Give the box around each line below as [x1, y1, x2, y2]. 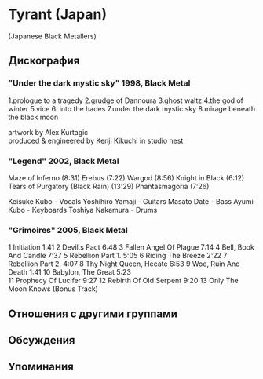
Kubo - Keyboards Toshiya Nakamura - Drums [8, 205, 158, 214]
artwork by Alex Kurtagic [8, 127, 89, 137]
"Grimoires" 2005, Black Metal [8, 224, 128, 235]
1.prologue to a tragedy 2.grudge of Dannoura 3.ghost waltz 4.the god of [8, 96, 244, 105]
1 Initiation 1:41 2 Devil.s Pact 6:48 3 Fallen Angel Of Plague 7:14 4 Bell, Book [8, 242, 255, 252]
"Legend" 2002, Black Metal [8, 155, 119, 166]
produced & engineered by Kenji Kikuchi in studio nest [8, 136, 184, 145]
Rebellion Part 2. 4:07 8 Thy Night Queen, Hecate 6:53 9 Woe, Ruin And [8, 259, 241, 268]
